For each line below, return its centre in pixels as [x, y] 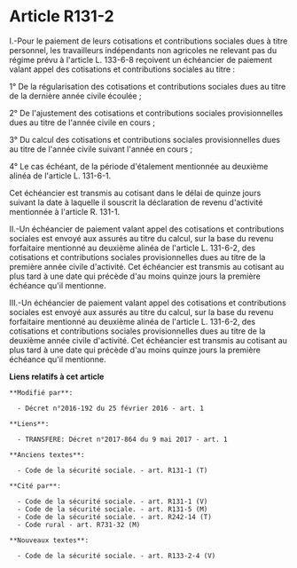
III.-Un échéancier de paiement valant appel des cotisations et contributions [148, 303]
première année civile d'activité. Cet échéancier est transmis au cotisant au [147, 266]
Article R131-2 [62, 16]
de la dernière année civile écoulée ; [75, 96]
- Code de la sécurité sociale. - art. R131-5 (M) [113, 509]
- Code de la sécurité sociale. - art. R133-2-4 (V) [117, 556]
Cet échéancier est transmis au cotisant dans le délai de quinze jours [135, 193]
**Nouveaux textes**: [49, 540]
